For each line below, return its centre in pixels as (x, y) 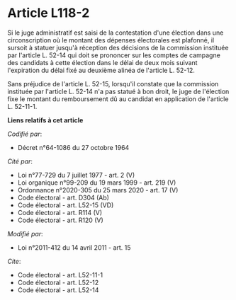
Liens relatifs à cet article (45, 120)
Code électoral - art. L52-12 (58, 282)
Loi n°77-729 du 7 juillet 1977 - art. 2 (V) (76, 175)
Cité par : (20, 161)
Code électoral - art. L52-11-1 (60, 275)
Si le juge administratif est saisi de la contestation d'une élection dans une (116, 33)
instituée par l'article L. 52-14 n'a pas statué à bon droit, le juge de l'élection (118, 91)
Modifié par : (26, 233)
